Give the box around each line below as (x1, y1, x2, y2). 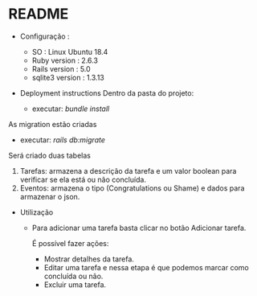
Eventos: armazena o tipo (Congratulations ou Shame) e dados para (19, 183, 245, 193)
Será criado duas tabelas (8, 150, 91, 160)
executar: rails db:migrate (19, 134, 106, 145)
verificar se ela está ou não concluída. (19, 175, 147, 184)
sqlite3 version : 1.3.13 (31, 72, 104, 82)
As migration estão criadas (8, 119, 97, 129)
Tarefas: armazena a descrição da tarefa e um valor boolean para (19, 166, 237, 175)
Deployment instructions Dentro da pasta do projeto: (19, 88, 194, 97)
